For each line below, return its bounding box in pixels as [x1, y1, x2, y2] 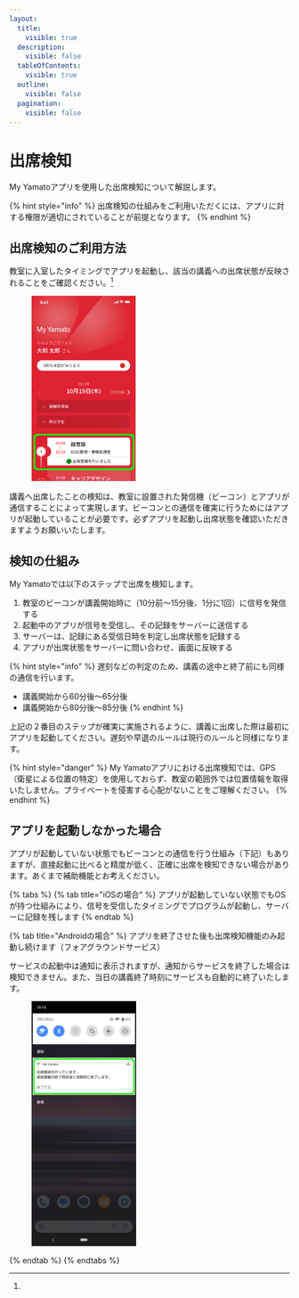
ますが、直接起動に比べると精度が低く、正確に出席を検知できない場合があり [9, 860, 290, 869]
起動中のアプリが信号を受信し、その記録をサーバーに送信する [21, 620, 249, 631]
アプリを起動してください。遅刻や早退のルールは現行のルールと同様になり [9, 732, 282, 743]
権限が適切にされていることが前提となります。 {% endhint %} [24, 212, 252, 223]
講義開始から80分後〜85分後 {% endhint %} [21, 702, 184, 713]
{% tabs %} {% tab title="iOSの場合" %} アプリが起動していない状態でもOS [9, 889, 287, 900]
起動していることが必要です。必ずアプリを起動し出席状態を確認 [24, 513, 258, 525]
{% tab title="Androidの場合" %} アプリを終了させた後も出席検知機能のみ [9, 931, 278, 941]
